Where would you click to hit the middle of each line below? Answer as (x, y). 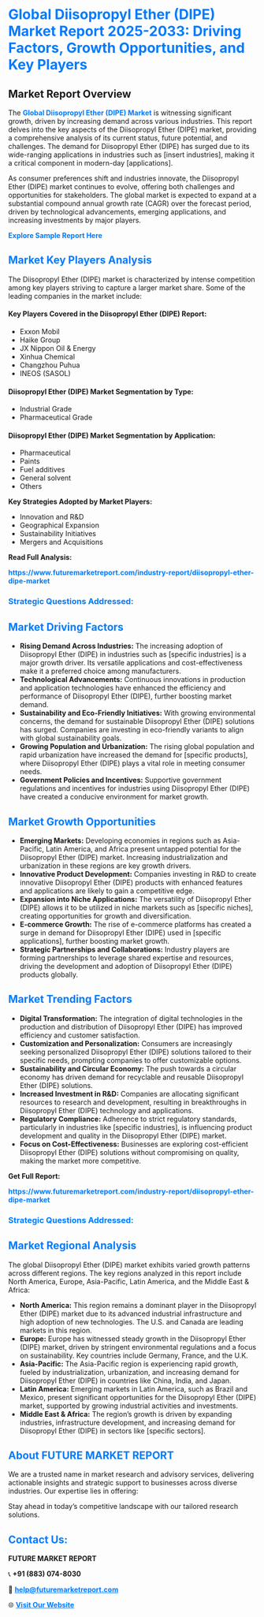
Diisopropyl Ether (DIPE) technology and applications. (107, 1110)
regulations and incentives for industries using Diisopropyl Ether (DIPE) (135, 788)
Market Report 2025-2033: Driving (125, 31)
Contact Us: (38, 1539)
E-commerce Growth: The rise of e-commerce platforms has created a (136, 924)
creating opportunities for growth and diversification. (105, 915)
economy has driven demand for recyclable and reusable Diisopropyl (132, 1077)
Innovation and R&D (52, 517)
